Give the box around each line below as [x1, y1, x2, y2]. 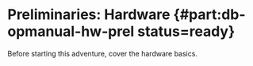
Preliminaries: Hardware [7, 6, 171, 24]
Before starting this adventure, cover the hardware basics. [7, 49, 197, 58]
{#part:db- [173, 6, 246, 24]
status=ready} [137, 22, 236, 41]
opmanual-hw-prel [7, 22, 135, 41]
